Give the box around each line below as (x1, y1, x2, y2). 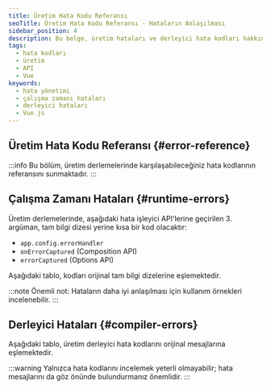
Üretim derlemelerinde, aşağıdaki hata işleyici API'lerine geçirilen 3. (8, 213, 232, 223)
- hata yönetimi (15, 86, 70, 95)
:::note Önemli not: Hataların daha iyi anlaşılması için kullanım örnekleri (8, 286, 242, 296)
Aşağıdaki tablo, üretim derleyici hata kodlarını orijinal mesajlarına (8, 339, 226, 349)
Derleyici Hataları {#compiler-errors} (8, 318, 198, 332)
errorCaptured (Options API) (19, 255, 115, 264)
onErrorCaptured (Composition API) (19, 246, 137, 256)
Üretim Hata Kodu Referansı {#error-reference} (8, 139, 251, 153)
